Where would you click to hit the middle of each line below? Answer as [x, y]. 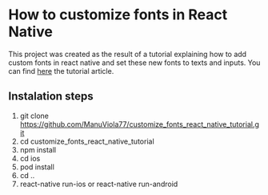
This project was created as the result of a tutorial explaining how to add [127, 54]
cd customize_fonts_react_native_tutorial [87, 141]
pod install [37, 167]
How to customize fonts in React [118, 15]
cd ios [30, 158]
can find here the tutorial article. [61, 71]
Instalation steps [51, 97]
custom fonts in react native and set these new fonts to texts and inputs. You [134, 63]
